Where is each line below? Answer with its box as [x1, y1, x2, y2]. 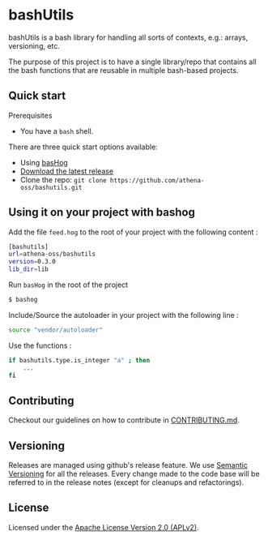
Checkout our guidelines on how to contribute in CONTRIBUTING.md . [8, 415, 240, 425]
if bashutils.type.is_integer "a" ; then [8, 356, 151, 364]
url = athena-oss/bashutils [8, 250, 96, 259]
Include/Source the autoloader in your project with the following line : [8, 310, 239, 319]
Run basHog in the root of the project [8, 280, 128, 289]
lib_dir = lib [8, 265, 49, 273]
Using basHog [19, 157, 69, 167]
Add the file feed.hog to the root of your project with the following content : [8, 227, 258, 237]
